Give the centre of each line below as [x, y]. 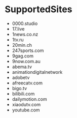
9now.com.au [26, 61]
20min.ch [22, 45]
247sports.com [28, 50]
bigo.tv [20, 88]
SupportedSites [38, 9]
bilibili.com [23, 94]
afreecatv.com [27, 83]
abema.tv [22, 67]
